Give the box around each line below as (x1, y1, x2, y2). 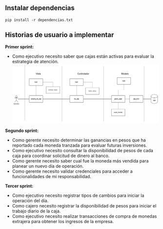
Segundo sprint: (5, 128, 39, 134)
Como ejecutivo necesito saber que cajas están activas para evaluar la (12, 53, 155, 59)
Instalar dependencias (5, 4, 75, 12)
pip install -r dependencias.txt (5, 17, 73, 23)
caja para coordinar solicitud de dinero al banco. (12, 153, 110, 159)
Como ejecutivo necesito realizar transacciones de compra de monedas (12, 213, 157, 219)
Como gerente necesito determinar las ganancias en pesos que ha (12, 137, 146, 143)
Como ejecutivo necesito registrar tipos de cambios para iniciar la (12, 193, 144, 199)
